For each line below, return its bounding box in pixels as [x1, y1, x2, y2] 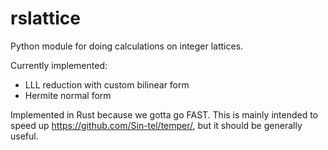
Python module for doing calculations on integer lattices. [10, 40, 244, 52]
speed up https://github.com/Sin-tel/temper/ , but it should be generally [10, 119, 303, 131]
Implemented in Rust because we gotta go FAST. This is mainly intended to [10, 108, 319, 121]
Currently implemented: [10, 59, 108, 71]
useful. [10, 130, 39, 142]
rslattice [10, 7, 81, 30]
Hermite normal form [24, 89, 112, 101]
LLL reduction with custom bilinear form [24, 78, 190, 91]
